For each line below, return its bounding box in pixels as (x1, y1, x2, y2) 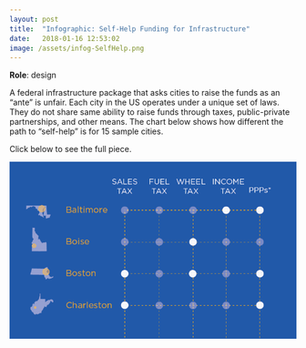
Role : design (9, 69, 57, 81)
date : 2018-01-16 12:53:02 (9, 34, 120, 43)
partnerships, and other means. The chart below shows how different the (9, 117, 284, 128)
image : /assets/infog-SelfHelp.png (9, 44, 145, 53)
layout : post (9, 15, 59, 24)
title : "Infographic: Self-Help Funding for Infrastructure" (9, 24, 250, 34)
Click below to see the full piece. (9, 144, 132, 155)
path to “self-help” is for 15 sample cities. (9, 126, 164, 137)
